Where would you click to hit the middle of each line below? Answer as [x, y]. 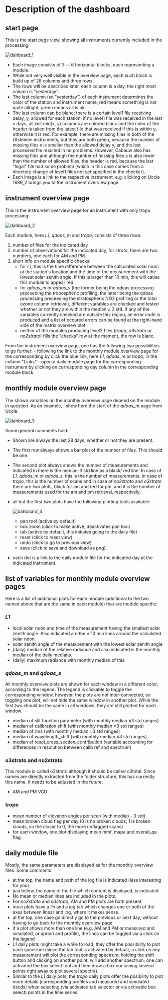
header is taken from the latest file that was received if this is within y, [85, 129]
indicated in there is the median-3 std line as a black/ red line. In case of [87, 470]
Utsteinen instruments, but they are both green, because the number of [86, 140]
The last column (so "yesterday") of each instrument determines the [83, 97]
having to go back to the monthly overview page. [63, 923]
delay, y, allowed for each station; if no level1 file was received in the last [87, 118]
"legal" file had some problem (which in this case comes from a [78, 166]
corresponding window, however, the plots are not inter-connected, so [78, 695]
